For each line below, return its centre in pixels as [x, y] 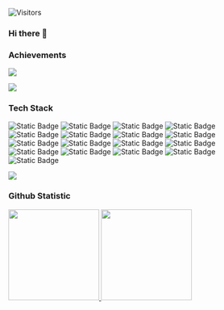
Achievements [37, 55]
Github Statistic [39, 196]
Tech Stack [31, 108]
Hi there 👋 [28, 33]
